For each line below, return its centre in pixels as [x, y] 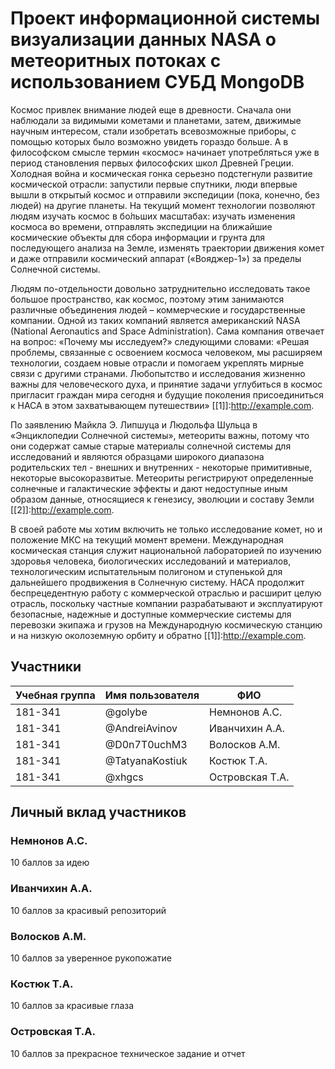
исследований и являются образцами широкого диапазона [137, 456]
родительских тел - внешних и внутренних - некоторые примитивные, [161, 467]
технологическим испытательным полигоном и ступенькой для [146, 571]
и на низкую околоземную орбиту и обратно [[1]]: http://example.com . [158, 635]
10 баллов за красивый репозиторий [88, 910]
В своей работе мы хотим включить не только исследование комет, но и [166, 529]
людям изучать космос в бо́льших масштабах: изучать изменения [153, 216]
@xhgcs [124, 777]
